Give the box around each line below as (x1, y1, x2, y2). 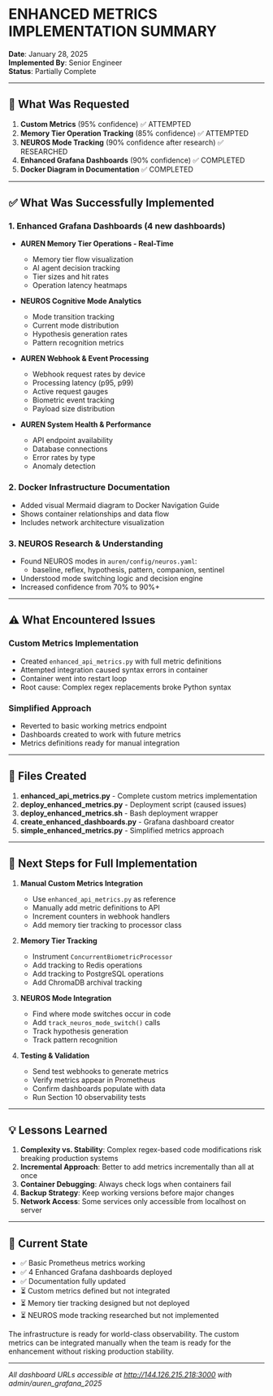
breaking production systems (19, 1154, 119, 1163)
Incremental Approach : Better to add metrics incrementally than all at (19, 1162, 254, 1172)
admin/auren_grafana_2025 (8, 1379, 102, 1389)
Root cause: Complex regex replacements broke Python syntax (19, 682, 232, 692)
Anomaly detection (32, 461, 96, 472)
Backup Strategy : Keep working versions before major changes (19, 1188, 235, 1198)
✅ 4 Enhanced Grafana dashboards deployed (19, 1268, 172, 1277)
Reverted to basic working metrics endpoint (19, 721, 167, 731)
